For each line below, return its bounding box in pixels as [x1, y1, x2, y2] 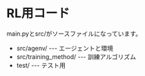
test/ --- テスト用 [16, 61, 66, 69]
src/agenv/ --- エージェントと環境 [16, 44, 113, 52]
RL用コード [6, 5, 70, 21]
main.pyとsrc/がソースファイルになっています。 [6, 29, 142, 38]
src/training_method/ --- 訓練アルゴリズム [16, 52, 136, 61]
